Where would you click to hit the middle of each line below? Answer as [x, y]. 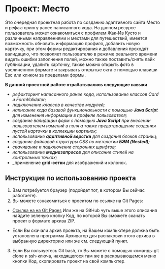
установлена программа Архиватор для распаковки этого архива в [83, 235]
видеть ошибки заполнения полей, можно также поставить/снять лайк [80, 59]
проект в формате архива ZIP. [44, 220]
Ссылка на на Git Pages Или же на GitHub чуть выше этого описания [85, 210]
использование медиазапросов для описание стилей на [73, 152]
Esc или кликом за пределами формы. [46, 75]
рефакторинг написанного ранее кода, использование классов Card [85, 94]
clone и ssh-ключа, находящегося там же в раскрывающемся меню [84, 256]
